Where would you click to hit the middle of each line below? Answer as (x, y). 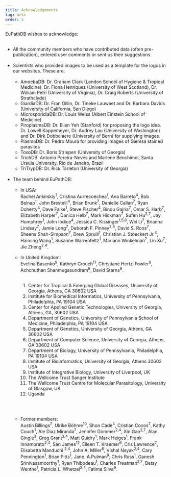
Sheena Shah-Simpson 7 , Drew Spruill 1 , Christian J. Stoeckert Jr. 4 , (89, 234)
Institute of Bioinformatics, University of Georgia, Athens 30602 (95, 361)
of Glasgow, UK (44, 388)
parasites (30, 147)
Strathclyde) (33, 98)
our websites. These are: (39, 71)
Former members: (39, 419)
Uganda (36, 394)
